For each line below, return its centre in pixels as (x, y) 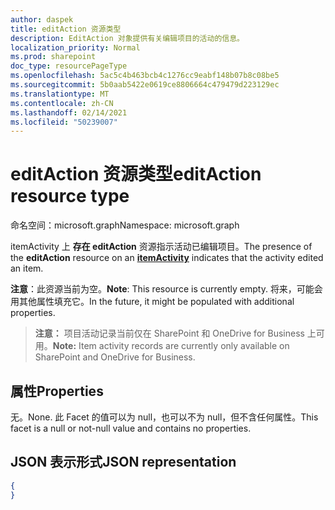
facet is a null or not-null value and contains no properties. (131, 428)
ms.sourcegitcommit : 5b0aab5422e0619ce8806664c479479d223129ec (145, 85)
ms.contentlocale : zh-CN (62, 103)
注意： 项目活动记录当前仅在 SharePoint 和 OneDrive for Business (169, 333)
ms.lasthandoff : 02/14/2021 (69, 112)
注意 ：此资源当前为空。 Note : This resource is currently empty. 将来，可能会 (166, 289)
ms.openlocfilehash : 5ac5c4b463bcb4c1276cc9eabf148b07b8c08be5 (145, 76)
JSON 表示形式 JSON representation (123, 462)
